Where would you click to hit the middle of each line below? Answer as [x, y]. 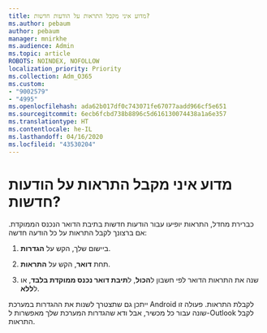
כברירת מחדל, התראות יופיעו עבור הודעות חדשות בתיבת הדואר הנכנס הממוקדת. [131, 224]
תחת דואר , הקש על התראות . [65, 264]
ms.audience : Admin [41, 46]
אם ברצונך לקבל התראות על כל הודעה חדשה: [78, 233]
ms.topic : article [39, 54]
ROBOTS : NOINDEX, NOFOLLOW [54, 62]
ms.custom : [27, 84]
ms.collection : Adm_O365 [50, 76]
